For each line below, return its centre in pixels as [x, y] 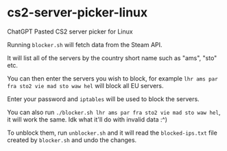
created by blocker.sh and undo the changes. [72, 140]
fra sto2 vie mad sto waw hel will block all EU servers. [85, 85]
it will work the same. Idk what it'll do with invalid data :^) [87, 119]
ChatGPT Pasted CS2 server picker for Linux [70, 31]
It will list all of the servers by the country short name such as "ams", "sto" [112, 58]
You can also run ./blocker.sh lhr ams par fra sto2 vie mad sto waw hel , [114, 112]
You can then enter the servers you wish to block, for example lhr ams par [112, 78]
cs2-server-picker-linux [77, 13]
